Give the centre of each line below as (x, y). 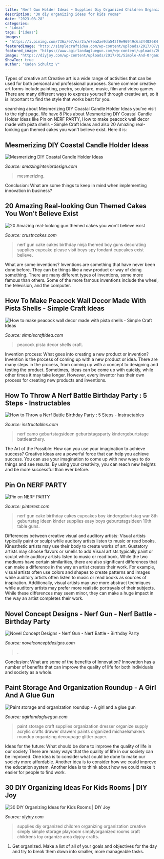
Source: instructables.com (32, 425)
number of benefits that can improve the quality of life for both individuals (79, 667)
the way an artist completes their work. (44, 598)
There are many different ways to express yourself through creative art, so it (82, 94)
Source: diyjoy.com (24, 817)
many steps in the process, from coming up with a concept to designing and (82, 364)
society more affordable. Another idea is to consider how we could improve (81, 762)
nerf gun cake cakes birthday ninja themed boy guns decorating (82, 244)
